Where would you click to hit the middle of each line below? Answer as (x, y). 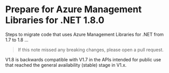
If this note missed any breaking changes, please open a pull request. (91, 50)
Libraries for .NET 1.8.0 (55, 20)
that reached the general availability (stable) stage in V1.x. (66, 65)
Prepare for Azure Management (74, 9)
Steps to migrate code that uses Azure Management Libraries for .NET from (84, 34)
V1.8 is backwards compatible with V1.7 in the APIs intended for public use (83, 59)
